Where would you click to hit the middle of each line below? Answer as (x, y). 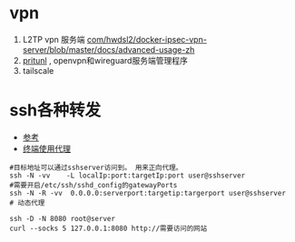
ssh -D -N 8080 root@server (63, 218)
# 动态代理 (27, 203)
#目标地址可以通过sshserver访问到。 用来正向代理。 (96, 167)
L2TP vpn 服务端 (54, 39)
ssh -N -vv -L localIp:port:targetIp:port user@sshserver (128, 176)
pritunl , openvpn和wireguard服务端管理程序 (105, 60)
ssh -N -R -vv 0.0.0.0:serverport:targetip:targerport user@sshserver (147, 193)
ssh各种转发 (55, 111)
